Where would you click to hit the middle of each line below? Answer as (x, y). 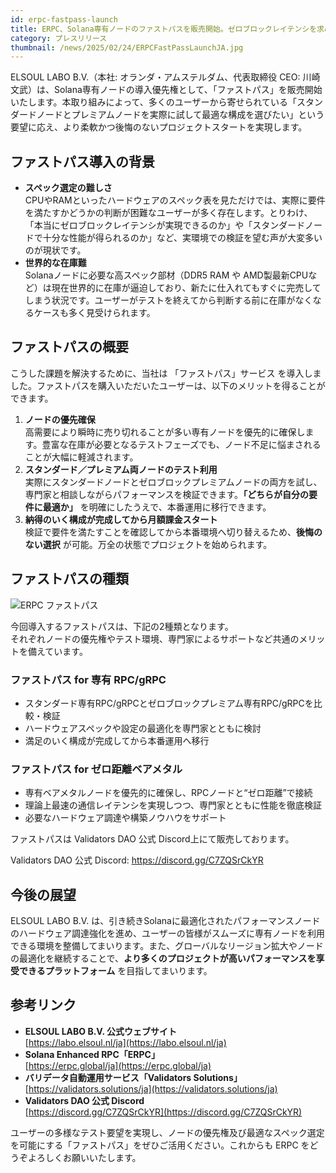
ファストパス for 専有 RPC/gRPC (88, 679)
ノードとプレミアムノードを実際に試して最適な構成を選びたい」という (180, 115)
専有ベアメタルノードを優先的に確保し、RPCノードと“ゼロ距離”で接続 (168, 793)
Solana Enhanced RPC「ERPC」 (92, 1054)
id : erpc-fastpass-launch (64, 19)
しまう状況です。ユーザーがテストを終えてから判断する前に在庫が (160, 300)
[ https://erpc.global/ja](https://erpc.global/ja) (118, 1065)
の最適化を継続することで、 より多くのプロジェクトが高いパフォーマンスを (163, 958)
